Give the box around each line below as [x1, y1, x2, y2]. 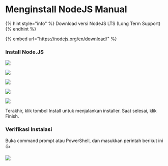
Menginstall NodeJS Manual [5, 4, 127, 15]
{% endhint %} [5, 25, 37, 32]
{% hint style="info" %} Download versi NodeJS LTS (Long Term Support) [5, 20, 161, 26]
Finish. [5, 113, 19, 119]
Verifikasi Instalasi [5, 126, 52, 133]
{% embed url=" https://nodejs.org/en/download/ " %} [5, 36, 117, 42]
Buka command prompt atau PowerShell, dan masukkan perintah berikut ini [5, 137, 163, 144]
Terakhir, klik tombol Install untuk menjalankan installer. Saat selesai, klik [5, 108, 157, 114]
